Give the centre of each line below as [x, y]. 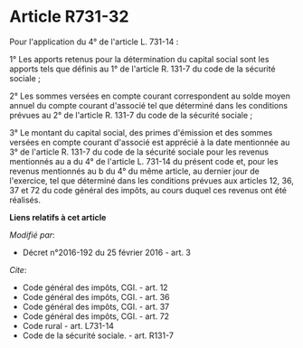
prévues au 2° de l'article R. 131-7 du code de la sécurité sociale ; [131, 115]
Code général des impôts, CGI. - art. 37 [96, 306]
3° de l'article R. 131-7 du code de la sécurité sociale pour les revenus [139, 152]
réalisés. [25, 200]
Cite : [18, 269]
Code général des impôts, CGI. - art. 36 [96, 296]
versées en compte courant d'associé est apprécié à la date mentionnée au [150, 142]
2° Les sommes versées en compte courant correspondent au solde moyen [150, 96]
